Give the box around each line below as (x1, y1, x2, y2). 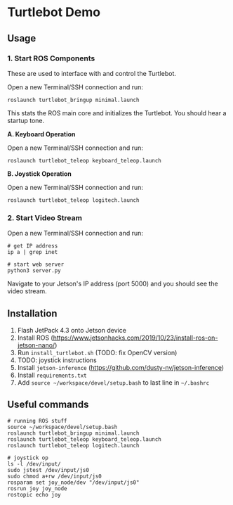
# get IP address (7, 243, 58, 250)
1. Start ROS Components (7, 53, 95, 63)
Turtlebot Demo (7, 4, 100, 20)
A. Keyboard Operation (7, 129, 76, 138)
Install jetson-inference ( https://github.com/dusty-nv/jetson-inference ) (17, 363, 225, 371)
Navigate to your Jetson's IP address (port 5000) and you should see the (7, 279, 219, 288)
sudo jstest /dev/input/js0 (7, 466, 90, 473)
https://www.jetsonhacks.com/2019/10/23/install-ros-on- (53, 333, 218, 342)
